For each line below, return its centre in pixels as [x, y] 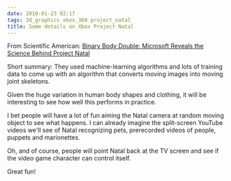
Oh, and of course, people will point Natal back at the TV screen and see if [113, 151]
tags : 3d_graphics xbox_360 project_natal [69, 20]
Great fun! [21, 172]
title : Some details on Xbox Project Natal [71, 26]
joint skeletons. [29, 82]
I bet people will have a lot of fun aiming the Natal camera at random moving [115, 115]
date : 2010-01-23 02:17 [41, 13]
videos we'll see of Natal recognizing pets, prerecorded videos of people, [111, 130]
